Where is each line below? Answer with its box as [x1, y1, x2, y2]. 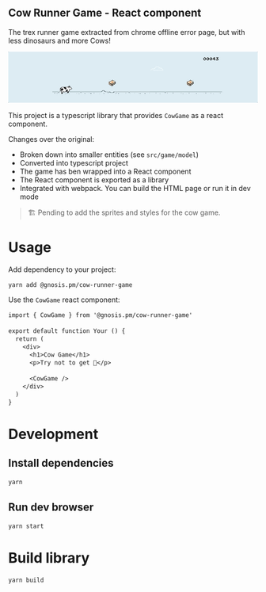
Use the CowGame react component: [8, 295, 120, 304]
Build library [8, 549, 90, 567]
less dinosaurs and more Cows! [8, 36, 111, 45]
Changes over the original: [8, 134, 95, 143]
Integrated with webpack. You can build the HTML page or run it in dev [19, 183, 251, 193]
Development [8, 425, 99, 443]
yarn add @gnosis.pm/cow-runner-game [8, 281, 133, 288]
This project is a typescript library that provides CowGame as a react [8, 110, 224, 120]
